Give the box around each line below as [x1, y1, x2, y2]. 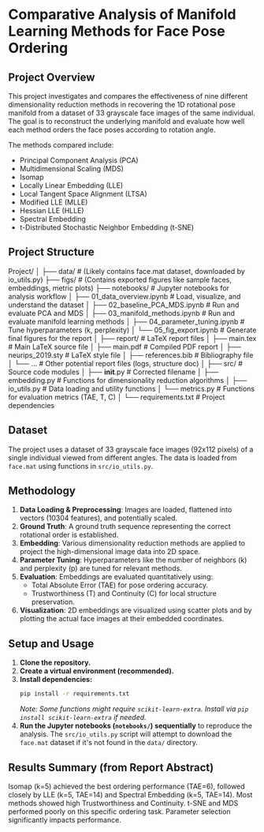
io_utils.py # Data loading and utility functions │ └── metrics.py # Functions [8, 384, 255, 393]
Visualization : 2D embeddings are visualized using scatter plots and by [19, 605, 252, 615]
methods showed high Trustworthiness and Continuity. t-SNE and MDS [8, 798, 239, 808]
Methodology [8, 484, 76, 498]
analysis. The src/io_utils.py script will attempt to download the [19, 729, 232, 739]
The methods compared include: [8, 141, 114, 149]
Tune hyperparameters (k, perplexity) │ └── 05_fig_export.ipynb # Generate [8, 325, 257, 335]
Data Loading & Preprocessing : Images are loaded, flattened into [19, 505, 232, 515]
